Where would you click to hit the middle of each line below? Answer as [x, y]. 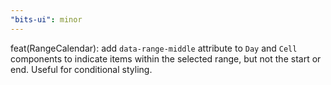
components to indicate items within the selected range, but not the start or [166, 58]
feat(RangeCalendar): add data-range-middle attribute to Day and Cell [154, 48]
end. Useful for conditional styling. [81, 69]
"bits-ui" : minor [46, 19]
